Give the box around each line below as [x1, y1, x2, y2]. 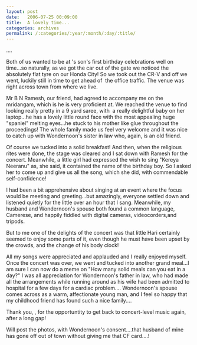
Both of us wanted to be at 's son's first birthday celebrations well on [6, 58, 174, 65]
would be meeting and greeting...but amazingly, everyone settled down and [6, 193, 190, 200]
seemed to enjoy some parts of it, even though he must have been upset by [6, 235, 190, 242]
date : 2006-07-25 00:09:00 [6, 14, 78, 20]
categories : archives [6, 25, 60, 31]
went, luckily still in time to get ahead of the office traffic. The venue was [6, 77, 185, 84]
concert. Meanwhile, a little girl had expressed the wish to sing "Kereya [6, 156, 179, 163]
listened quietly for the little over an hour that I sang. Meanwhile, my [6, 199, 171, 206]
